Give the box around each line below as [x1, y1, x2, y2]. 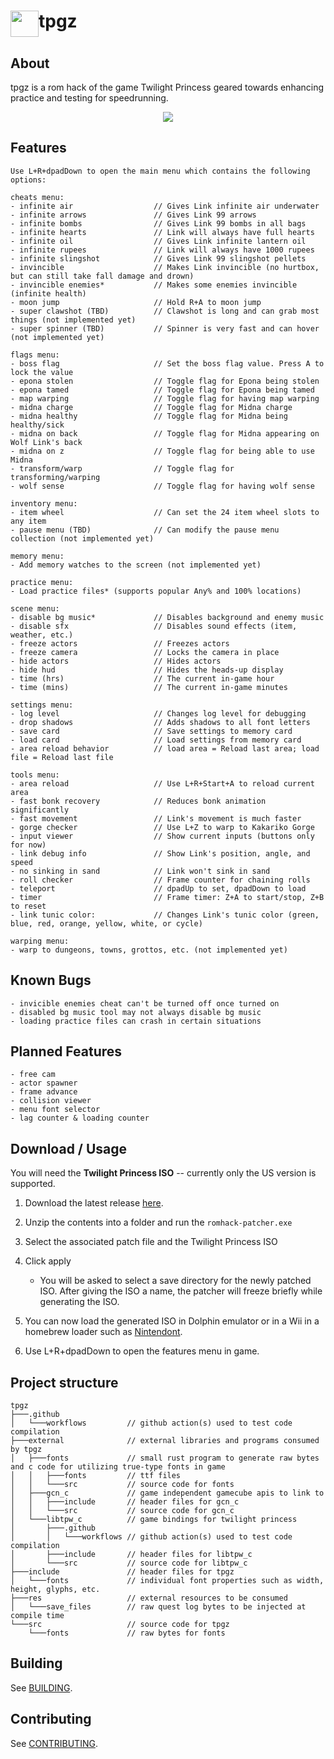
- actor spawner [10, 1078, 78, 1089]
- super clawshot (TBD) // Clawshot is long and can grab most [10, 306, 320, 316]
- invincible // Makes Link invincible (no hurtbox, [10, 262, 320, 272]
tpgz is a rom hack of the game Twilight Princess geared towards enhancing [10, 81, 325, 93]
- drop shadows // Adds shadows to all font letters [10, 717, 311, 727]
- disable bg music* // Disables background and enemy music [10, 612, 325, 622]
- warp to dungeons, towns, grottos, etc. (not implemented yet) [10, 945, 288, 955]
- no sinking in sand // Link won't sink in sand [10, 866, 271, 876]
